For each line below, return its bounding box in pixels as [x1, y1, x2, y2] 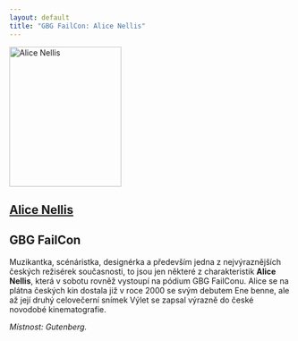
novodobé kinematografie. [9, 303, 106, 314]
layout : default [9, 13, 70, 22]
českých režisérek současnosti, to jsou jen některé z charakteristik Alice [9, 266, 277, 277]
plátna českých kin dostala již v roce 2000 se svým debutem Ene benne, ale [9, 285, 290, 295]
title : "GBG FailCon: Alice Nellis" [9, 21, 146, 30]
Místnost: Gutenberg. [9, 321, 88, 332]
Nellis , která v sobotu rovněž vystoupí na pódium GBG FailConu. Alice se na [9, 275, 289, 286]
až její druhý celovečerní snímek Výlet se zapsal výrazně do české [9, 294, 254, 305]
